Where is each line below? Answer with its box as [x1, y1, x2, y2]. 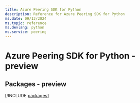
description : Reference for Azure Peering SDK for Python [5, 12, 125, 16]
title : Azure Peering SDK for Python [5, 7, 82, 12]
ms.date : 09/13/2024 [5, 16, 47, 21]
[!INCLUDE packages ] [5, 93, 49, 98]
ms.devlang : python [5, 25, 45, 30]
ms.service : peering [5, 29, 47, 34]
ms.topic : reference [5, 20, 47, 26]
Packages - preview [5, 80, 67, 88]
